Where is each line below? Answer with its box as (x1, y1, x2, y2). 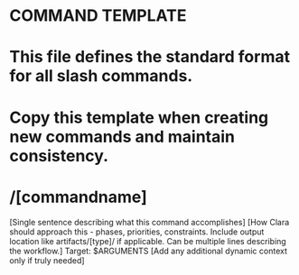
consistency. (9, 145, 109, 166)
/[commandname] (9, 187, 147, 207)
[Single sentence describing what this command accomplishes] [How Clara (9, 216, 290, 227)
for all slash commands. (9, 66, 193, 87)
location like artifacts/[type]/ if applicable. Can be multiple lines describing (9, 235, 286, 246)
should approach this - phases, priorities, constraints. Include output (9, 226, 265, 237)
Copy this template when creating (9, 107, 269, 127)
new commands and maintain (9, 126, 236, 147)
